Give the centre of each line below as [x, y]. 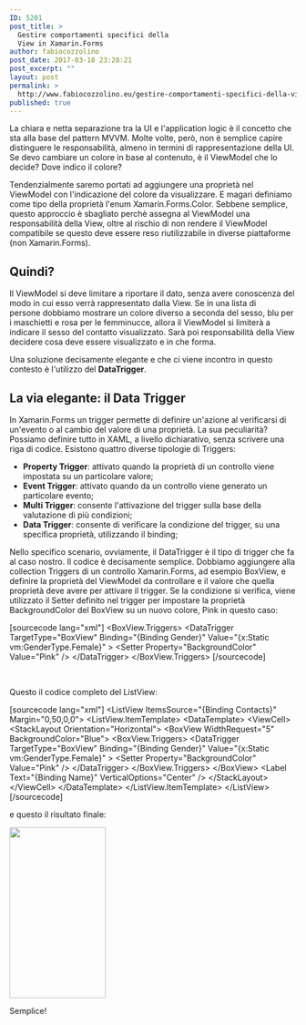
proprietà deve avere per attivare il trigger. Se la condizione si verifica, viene [153, 590]
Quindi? [32, 271]
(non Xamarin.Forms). [50, 243]
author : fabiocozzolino [55, 52]
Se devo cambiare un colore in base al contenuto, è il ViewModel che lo [143, 158]
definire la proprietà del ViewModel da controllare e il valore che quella [142, 581]
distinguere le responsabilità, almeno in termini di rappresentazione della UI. [152, 148]
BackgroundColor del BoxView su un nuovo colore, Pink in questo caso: [144, 610]
